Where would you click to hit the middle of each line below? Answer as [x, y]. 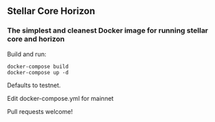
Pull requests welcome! [40, 111]
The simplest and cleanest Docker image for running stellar [108, 31]
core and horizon [36, 39]
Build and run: [27, 54]
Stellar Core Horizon [51, 11]
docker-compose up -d [38, 72]
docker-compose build [38, 66]
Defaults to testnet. [34, 85]
